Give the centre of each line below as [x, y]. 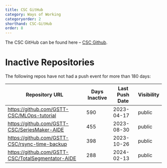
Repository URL [44, 95]
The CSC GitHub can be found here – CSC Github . [56, 42]
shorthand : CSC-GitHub [29, 24]
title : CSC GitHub [24, 10]
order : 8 [14, 28]
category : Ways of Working [33, 14]
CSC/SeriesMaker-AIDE [36, 130]
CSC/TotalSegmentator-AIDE [42, 159]
